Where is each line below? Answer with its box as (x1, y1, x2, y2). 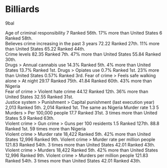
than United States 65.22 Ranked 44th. (5, 46, 85, 52)
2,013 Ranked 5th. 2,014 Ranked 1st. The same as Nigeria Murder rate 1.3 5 (5, 104, 159, 110)
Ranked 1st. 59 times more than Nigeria (5, 125, 86, 131)
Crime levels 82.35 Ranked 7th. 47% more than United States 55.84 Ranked (5, 51, 161, 57)
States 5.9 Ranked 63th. (5, 115, 55, 121)
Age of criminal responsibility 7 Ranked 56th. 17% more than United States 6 (5, 30, 162, 36)
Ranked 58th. (5, 35, 32, 41)
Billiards (5, 4, 40, 15)
